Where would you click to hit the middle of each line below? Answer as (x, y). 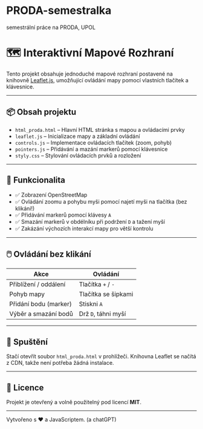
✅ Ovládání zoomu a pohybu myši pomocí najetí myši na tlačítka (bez (101, 201)
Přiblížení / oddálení (37, 284)
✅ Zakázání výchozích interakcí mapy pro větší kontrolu (84, 228)
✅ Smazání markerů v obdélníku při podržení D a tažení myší (90, 221)
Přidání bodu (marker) (41, 304)
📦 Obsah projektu (41, 112)
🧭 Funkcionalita (36, 180)
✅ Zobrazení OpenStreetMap (51, 195)
